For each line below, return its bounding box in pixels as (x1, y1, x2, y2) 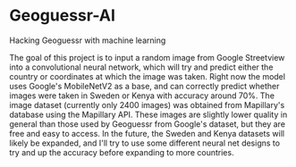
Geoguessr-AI (9, 5, 116, 26)
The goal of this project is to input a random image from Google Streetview (9, 52, 285, 63)
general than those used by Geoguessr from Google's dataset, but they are (9, 118, 286, 129)
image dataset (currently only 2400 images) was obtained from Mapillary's (9, 99, 285, 110)
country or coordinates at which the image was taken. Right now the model (9, 71, 286, 81)
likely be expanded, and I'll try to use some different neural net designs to (9, 138, 280, 148)
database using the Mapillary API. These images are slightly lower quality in (9, 109, 288, 120)
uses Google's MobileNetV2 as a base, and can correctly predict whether (9, 80, 280, 91)
